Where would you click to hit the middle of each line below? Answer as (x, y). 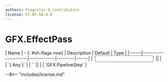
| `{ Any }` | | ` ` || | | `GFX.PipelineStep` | (46, 65)
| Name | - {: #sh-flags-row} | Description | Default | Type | (66, 53)
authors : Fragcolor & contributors (42, 10)
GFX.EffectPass (39, 39)
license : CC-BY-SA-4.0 (29, 14)
